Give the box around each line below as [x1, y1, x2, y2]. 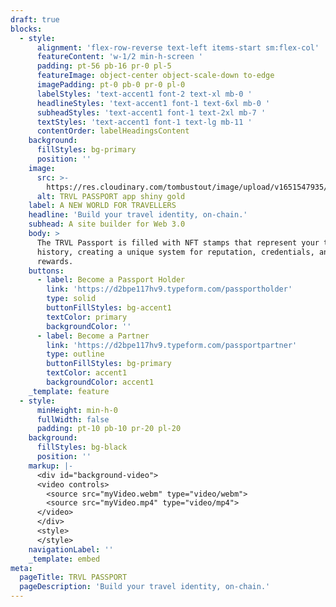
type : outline [46, 349, 105, 360]
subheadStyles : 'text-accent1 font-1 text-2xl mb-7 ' [36, 107, 267, 118]
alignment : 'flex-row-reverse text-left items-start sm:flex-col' [36, 42, 320, 53]
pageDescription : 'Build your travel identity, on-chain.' [19, 582, 271, 592]
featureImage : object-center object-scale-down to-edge [36, 71, 275, 81]
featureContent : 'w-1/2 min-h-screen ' [36, 52, 203, 62]
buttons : [28, 266, 65, 276]
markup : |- [28, 461, 74, 471]
